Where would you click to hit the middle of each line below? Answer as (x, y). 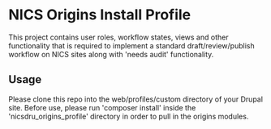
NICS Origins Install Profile (100, 15)
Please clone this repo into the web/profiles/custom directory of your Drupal (136, 99)
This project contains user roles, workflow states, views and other (118, 37)
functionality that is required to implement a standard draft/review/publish (131, 45)
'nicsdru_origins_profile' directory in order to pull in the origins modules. (129, 116)
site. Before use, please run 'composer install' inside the (102, 107)
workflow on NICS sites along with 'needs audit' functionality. (111, 54)
